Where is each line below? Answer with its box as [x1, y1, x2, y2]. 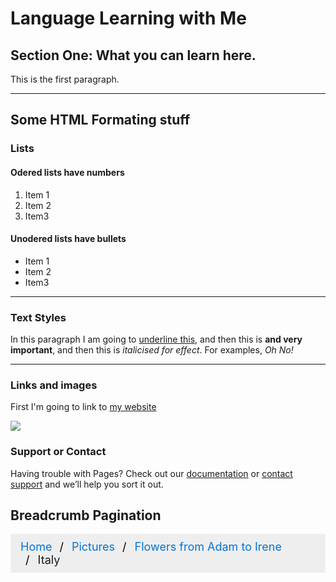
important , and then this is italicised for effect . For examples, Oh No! [10, 344, 294, 356]
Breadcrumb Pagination [10, 507, 162, 524]
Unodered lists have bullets [10, 233, 127, 245]
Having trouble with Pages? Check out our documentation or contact [10, 467, 293, 479]
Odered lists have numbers [10, 166, 125, 178]
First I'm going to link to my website [10, 401, 157, 413]
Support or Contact [10, 445, 107, 459]
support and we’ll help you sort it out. [10, 478, 164, 490]
